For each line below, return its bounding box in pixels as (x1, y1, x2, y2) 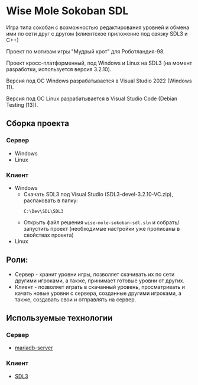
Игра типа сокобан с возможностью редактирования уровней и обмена (6, 24, 190, 31)
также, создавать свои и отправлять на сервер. (14, 295, 137, 303)
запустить (23, 225, 49, 232)
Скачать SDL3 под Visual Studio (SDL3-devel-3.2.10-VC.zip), (23, 190, 173, 198)
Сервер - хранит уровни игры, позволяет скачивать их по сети (14, 271, 175, 278)
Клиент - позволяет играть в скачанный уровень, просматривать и (14, 283, 185, 290)
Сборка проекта (6, 119, 70, 129)
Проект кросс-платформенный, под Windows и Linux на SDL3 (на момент (6, 59, 192, 66)
